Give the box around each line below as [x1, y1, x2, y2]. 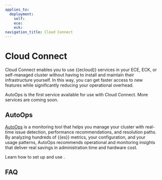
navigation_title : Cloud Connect [5, 30, 73, 35]
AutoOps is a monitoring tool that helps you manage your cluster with [5, 124, 144, 129]
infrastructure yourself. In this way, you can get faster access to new [5, 77, 143, 83]
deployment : [9, 12, 34, 17]
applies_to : [5, 7, 29, 12]
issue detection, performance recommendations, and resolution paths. [15, 129, 157, 135]
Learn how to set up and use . [5, 154, 65, 160]
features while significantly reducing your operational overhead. [5, 82, 134, 88]
